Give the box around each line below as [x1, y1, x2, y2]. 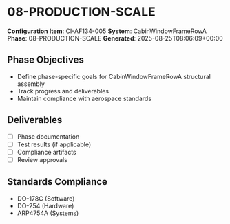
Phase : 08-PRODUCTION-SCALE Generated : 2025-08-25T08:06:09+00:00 [7, 34, 224, 42]
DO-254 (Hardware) [17, 201, 74, 210]
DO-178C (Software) [17, 194, 75, 203]
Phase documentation [17, 132, 80, 141]
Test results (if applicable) [17, 140, 92, 148]
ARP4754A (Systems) [17, 209, 79, 217]
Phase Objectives [7, 54, 84, 66]
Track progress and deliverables [17, 87, 109, 95]
